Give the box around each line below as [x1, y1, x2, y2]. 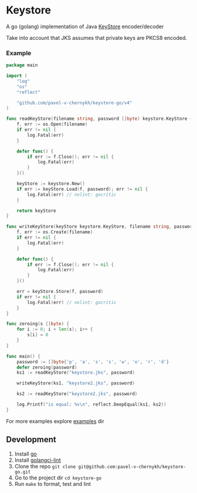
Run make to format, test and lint [14, 480, 91, 487]
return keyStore [16, 208, 57, 214]
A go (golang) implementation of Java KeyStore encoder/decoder [6, 23, 164, 30]
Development [6, 435, 57, 445]
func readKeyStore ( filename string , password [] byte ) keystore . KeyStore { [6, 116, 193, 122]
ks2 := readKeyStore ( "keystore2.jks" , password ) [16, 391, 138, 397]
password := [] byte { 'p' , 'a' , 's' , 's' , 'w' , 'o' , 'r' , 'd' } [16, 359, 169, 364]
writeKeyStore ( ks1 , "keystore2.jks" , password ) [16, 380, 135, 386]
